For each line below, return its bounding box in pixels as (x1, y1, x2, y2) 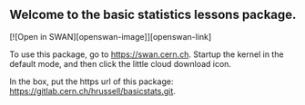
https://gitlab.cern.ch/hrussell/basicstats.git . (9, 85, 176, 96)
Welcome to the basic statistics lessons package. (9, 7, 297, 23)
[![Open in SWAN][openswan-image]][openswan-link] (9, 31, 212, 42)
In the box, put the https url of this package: (9, 76, 174, 87)
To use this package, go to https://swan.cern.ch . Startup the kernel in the (9, 49, 284, 60)
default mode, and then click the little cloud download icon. (9, 58, 232, 69)
